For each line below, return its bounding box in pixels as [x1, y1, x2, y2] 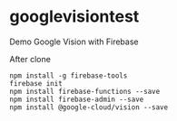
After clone [9, 53, 52, 64]
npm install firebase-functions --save [9, 87, 161, 96]
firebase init [9, 79, 64, 88]
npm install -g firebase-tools [9, 70, 128, 80]
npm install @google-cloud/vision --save [9, 102, 169, 112]
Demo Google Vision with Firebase [9, 36, 139, 47]
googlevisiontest [9, 6, 140, 27]
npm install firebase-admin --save [9, 95, 144, 104]
